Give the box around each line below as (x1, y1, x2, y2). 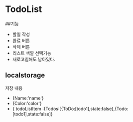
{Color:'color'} (12, 100, 42, 106)
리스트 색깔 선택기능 (12, 50, 51, 56)
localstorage (5, 71, 45, 79)
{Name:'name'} (12, 95, 44, 101)
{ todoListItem (12, 105, 41, 111)
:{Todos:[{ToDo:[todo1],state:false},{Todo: (42, 105, 129, 111)
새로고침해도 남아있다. (12, 56, 56, 62)
